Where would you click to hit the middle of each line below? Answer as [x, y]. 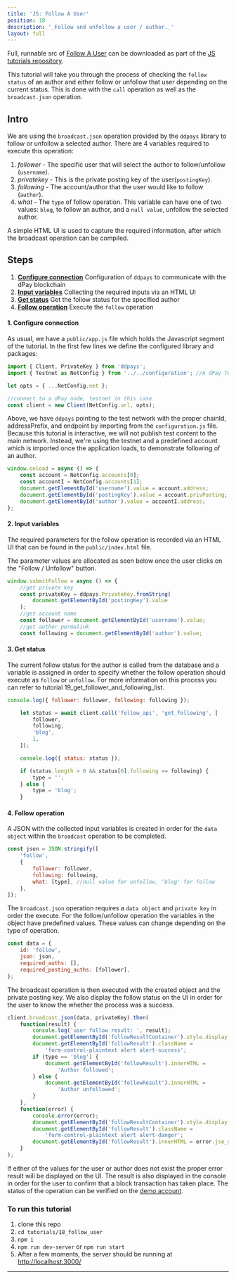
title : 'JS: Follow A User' [48, 14]
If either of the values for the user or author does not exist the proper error [115, 1168]
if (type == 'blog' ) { [66, 1057]
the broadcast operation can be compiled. [68, 238]
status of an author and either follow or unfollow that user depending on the [118, 82]
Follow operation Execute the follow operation [85, 307]
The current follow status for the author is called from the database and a [113, 665]
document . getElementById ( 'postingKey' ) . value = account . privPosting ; [124, 495]
